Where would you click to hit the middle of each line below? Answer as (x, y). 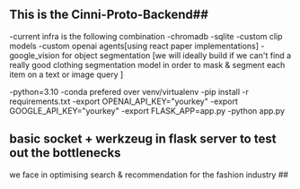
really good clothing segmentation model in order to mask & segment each (147, 64)
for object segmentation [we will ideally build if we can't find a (176, 55)
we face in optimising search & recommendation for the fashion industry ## (149, 175)
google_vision (35, 55)
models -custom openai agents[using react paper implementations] (134, 46)
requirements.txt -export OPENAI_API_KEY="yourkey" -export (124, 101)
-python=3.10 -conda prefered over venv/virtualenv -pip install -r (129, 91)
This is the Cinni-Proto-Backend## (109, 15)
